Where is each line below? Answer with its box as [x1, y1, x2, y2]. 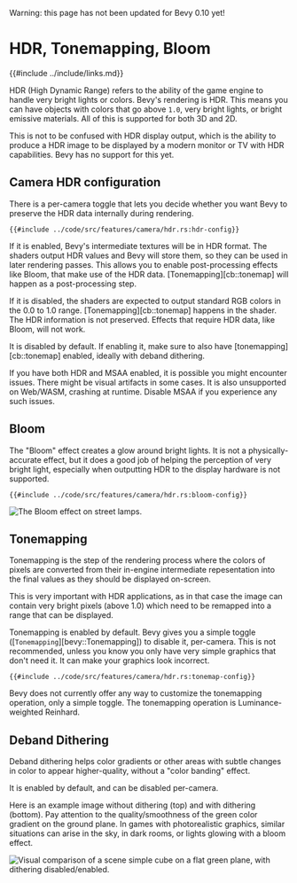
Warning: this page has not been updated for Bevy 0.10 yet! [9, 8, 226, 18]
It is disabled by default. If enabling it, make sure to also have [9, 340, 233, 351]
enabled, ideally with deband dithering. [62, 350, 206, 361]
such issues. [9, 395, 55, 406]
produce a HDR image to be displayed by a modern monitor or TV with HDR [9, 139, 285, 150]
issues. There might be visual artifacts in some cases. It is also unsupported [9, 377, 286, 387]
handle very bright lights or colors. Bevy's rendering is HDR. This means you [9, 94, 288, 105]
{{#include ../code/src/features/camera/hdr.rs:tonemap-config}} [9, 673, 255, 682]
